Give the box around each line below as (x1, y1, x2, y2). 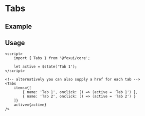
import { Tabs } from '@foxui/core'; (14, 56, 91, 61)
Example (5, 22, 32, 31)
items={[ (14, 85, 32, 90)
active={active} (14, 102, 47, 107)
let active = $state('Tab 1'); (14, 64, 77, 69)
